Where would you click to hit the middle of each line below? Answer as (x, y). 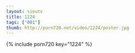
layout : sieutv (25, 11)
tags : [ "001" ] (23, 22)
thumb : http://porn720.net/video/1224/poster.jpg (68, 28)
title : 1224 (20, 17)
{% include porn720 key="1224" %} (49, 44)
